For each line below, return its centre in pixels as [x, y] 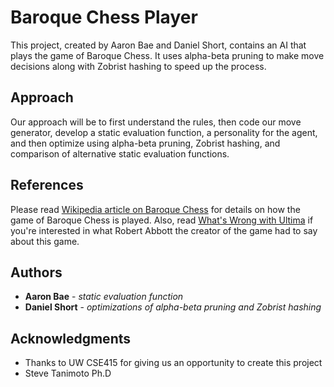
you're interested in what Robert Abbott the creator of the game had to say [164, 230]
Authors [36, 272]
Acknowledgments [71, 338]
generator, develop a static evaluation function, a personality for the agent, [164, 132]
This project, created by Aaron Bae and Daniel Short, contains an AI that [158, 45]
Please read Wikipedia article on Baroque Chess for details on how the [155, 209]
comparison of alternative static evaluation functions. [120, 153]
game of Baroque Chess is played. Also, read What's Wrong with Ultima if [162, 220]
